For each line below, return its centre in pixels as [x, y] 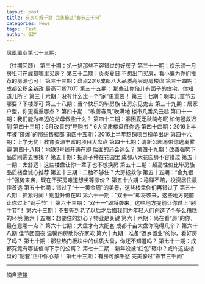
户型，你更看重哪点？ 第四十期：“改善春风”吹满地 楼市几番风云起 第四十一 [99, 112]
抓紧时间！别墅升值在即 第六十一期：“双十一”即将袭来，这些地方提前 [108, 195]
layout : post [23, 12]
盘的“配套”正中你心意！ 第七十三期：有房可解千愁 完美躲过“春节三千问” [95, 256]
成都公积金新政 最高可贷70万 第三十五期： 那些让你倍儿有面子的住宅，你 [97, 88]
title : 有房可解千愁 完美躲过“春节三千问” [54, 18]
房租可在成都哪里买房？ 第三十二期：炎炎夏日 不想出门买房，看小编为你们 [99, 73]
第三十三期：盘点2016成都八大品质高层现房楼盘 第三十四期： [121, 81]
